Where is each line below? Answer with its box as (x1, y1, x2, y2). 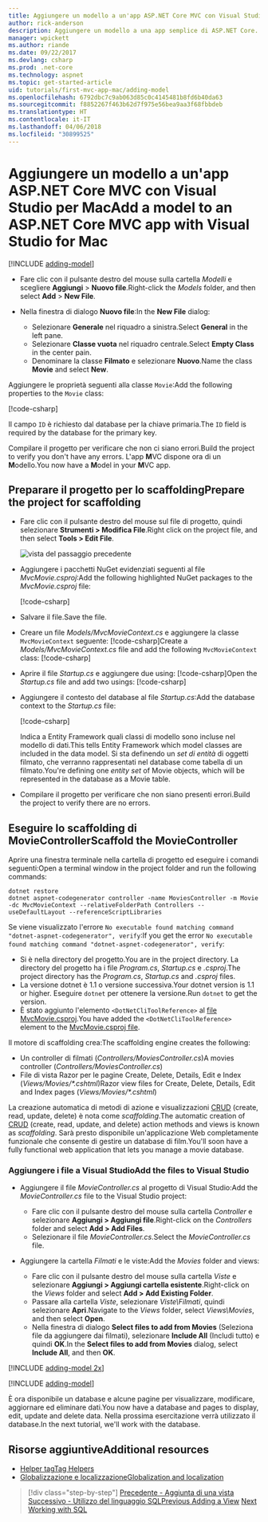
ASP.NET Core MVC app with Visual (8, 215, 250, 234)
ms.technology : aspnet (8, 71, 84, 79)
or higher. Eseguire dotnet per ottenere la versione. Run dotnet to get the (19, 989, 258, 998)
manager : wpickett (8, 33, 69, 42)
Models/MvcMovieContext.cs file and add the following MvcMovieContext (19, 645, 258, 655)
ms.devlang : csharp (8, 57, 73, 65)
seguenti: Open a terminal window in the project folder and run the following (8, 863, 257, 873)
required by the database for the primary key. (8, 427, 157, 437)
